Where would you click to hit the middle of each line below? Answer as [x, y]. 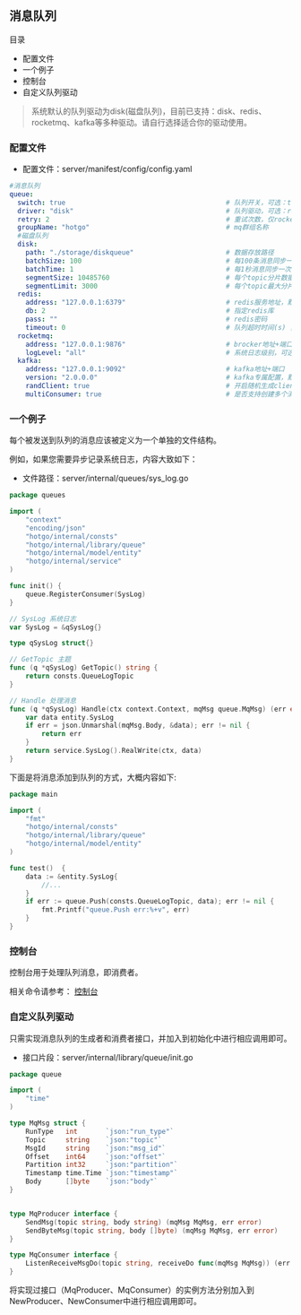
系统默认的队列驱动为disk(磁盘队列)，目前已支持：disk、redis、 [149, 111]
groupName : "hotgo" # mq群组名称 [143, 228]
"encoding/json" [56, 528]
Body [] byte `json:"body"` [92, 1181]
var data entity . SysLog [70, 717]
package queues [38, 496]
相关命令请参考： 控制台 [54, 991]
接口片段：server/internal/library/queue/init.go [108, 1057]
